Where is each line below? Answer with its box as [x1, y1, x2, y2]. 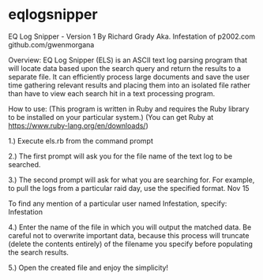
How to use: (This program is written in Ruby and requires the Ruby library [8, 104, 250, 114]
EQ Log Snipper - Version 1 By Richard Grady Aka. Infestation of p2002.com [8, 32, 256, 41]
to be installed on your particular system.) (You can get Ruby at [8, 112, 214, 121]
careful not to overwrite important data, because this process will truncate [8, 230, 250, 240]
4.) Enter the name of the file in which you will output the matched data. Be [8, 222, 252, 232]
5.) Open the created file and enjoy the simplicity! [8, 263, 168, 272]
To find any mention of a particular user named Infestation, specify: [8, 199, 227, 208]
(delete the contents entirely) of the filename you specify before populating [8, 239, 253, 248]
